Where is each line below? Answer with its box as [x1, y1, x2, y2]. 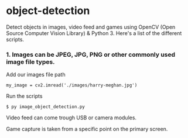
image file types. [6, 57, 55, 65]
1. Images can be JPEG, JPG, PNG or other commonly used [6, 50, 176, 58]
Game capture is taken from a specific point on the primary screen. [6, 126, 168, 133]
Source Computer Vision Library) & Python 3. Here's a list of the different [6, 29, 182, 36]
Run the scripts [6, 92, 43, 100]
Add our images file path [6, 71, 66, 78]
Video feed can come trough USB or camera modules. [6, 114, 136, 121]
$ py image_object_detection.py [6, 104, 85, 110]
